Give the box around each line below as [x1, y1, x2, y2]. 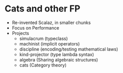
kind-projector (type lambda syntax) [19, 51, 94, 57]
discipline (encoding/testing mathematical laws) [19, 46, 118, 52]
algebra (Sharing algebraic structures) [19, 56, 98, 62]
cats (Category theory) [19, 62, 67, 68]
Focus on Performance [11, 24, 59, 30]
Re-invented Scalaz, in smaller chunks [11, 19, 91, 25]
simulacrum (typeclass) [19, 35, 68, 41]
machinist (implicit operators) [19, 40, 80, 46]
